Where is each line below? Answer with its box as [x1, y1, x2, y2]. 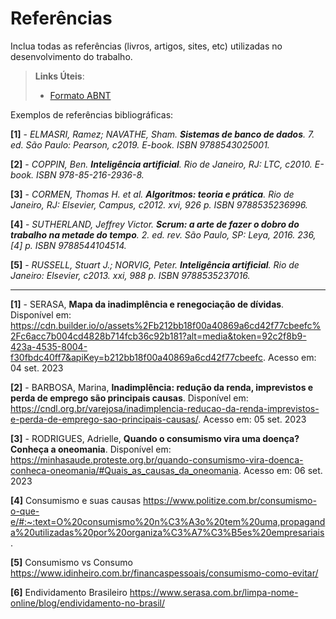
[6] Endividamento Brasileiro [10, 586, 128, 598]
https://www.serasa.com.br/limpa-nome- [129, 586, 299, 598]
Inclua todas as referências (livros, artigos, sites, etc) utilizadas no [10, 40, 283, 52]
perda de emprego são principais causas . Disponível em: [10, 392, 249, 404]
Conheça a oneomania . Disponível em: [10, 443, 172, 455]
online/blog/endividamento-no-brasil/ [10, 597, 166, 609]
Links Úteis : [34, 70, 85, 82]
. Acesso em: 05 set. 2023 [198, 413, 307, 425]
